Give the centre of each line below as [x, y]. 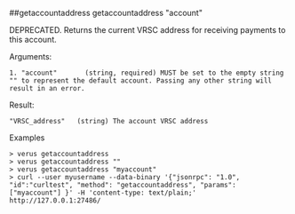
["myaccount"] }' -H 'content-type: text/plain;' [103, 193]
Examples [27, 138]
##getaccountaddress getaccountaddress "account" [106, 13]
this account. [33, 40]
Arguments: [31, 56]
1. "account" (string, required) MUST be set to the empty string [147, 73]
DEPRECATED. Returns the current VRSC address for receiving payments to [147, 30]
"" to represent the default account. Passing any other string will [141, 81]
